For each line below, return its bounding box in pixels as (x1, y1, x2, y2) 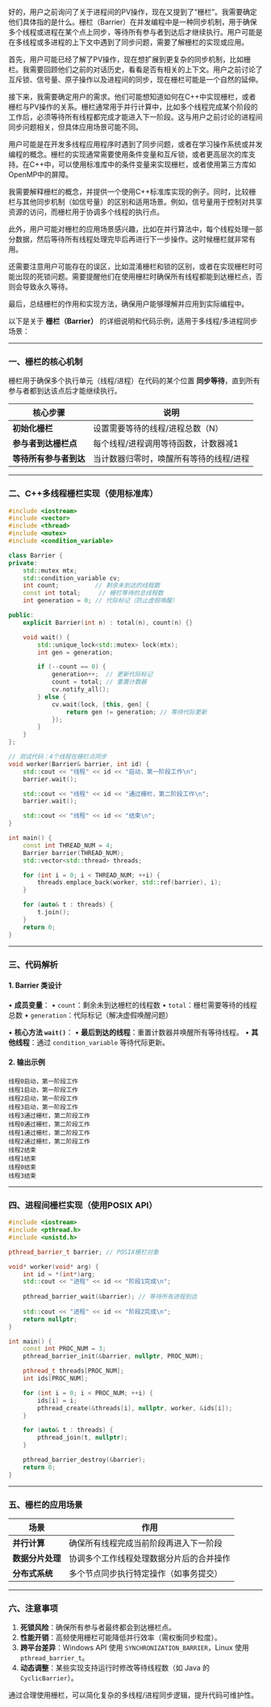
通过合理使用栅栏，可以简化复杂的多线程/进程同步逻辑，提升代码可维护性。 (8, 1690, 259, 1700)
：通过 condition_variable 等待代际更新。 (29, 1037, 169, 1047)
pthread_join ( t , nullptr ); (37, 1434, 128, 1442)
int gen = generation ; (37, 648, 114, 656)
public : (8, 611, 35, 620)
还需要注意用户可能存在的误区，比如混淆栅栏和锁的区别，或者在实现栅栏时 (8, 262, 256, 271)
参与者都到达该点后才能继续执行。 (8, 386, 122, 396)
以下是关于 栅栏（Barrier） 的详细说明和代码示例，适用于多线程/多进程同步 (8, 316, 258, 326)
